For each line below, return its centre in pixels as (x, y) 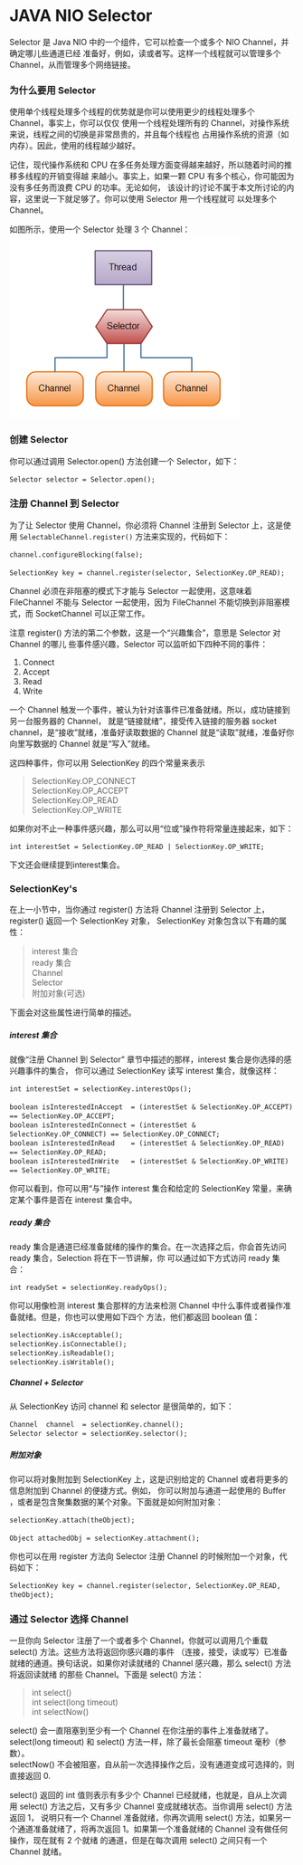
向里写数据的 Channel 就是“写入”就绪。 (82, 743)
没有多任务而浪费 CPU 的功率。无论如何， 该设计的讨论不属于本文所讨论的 (148, 187)
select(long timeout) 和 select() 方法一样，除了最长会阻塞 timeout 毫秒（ (144, 1742)
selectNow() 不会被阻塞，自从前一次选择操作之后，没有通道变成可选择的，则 (152, 1765)
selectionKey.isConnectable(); (68, 1344)
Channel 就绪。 (38, 1851)
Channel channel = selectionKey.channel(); (96, 1425)
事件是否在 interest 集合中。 (85, 1200)
